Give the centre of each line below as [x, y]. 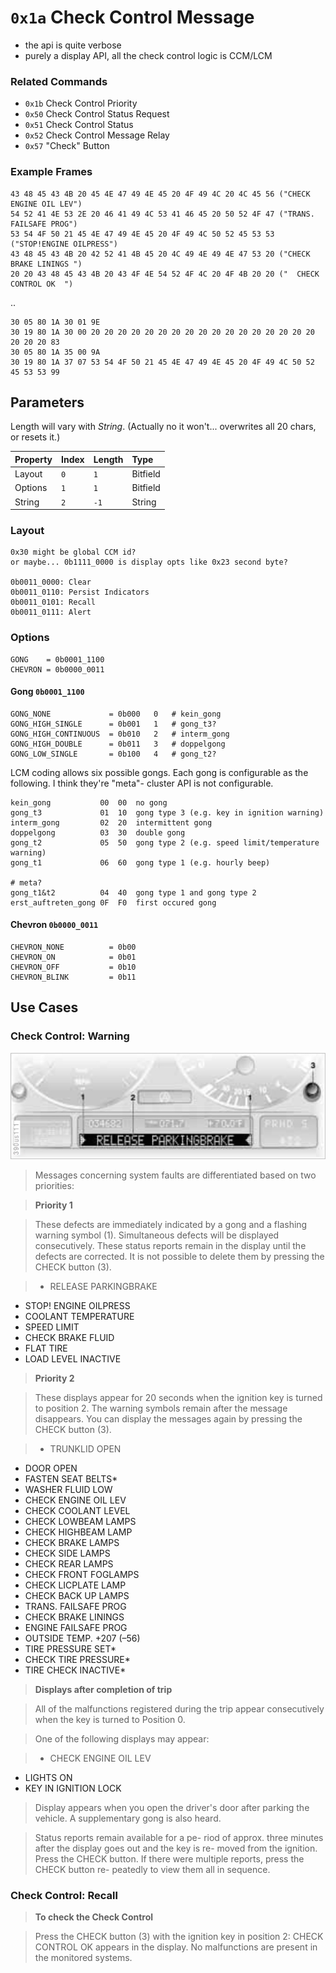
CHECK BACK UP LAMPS [77, 1595]
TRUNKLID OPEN [85, 1448]
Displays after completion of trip [103, 1689]
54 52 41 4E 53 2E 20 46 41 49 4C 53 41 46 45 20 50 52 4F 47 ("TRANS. [162, 214]
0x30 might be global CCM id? [73, 552]
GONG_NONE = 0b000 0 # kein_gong [116, 714]
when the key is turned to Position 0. [110, 1719]
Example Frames [51, 172]
